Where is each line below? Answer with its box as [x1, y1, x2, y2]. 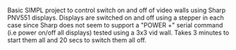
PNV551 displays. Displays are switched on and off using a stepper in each [7, 13, 224, 22]
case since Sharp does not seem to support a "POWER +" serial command [7, 21, 223, 29]
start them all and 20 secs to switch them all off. [7, 36, 147, 44]
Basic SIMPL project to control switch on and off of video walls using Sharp [7, 6, 226, 14]
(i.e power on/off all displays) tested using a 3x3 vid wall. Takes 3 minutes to [7, 28, 230, 37]
